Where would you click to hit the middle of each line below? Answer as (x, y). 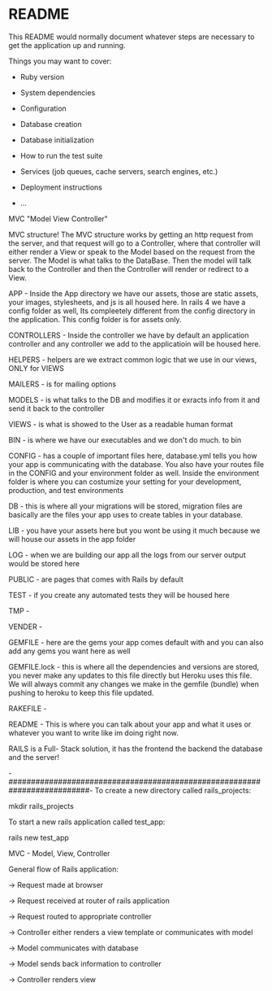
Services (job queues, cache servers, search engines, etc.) (119, 171)
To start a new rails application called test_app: (87, 822)
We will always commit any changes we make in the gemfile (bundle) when (134, 683)
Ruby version (42, 76)
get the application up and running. (67, 45)
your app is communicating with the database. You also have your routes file (136, 464)
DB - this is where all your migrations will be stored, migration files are (125, 506)
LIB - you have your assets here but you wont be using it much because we (134, 530)
